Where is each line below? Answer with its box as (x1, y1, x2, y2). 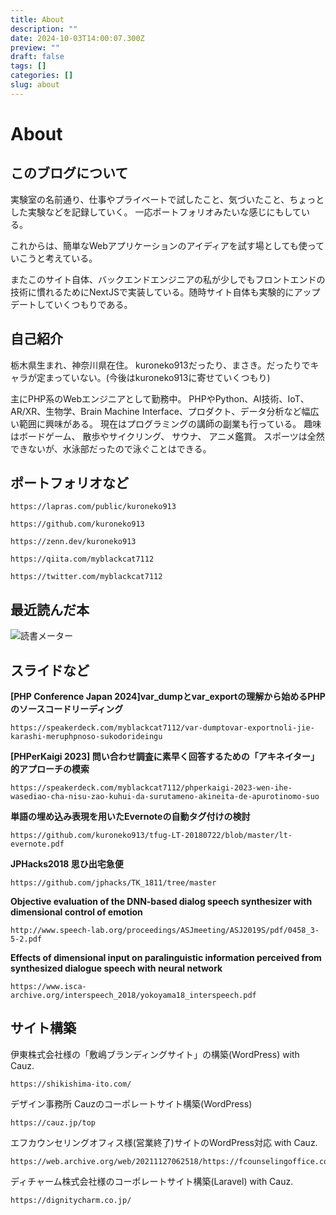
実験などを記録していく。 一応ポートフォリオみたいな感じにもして (27, 206, 302, 218)
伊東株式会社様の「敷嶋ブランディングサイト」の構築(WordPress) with (10, 1048, 300, 1060)
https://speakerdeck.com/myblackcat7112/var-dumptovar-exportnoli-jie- (10, 723, 315, 733)
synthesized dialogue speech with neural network (10, 962, 223, 974)
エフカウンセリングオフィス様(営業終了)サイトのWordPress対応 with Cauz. (10, 1136, 318, 1148)
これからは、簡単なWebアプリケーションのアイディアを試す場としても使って (10, 239, 325, 251)
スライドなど (10, 662, 90, 679)
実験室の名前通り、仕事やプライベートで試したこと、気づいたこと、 (10, 193, 290, 205)
